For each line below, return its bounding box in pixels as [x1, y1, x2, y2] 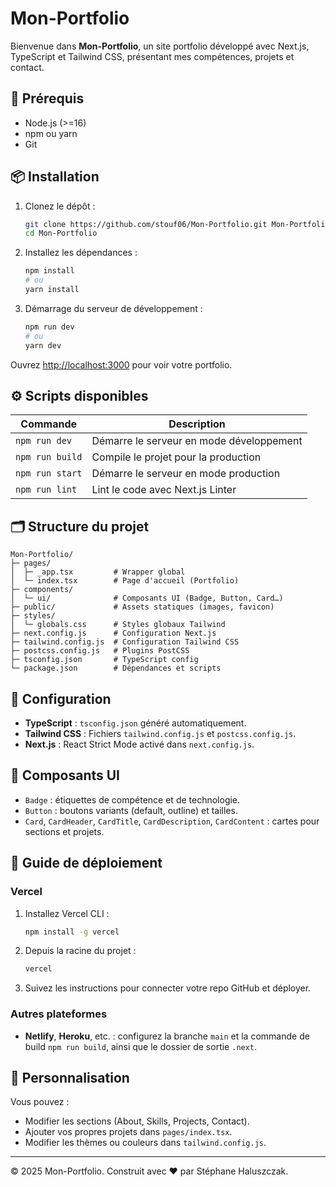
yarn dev [24, 340, 62, 351]
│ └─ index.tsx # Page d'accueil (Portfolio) [10, 576, 240, 586]
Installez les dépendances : [24, 247, 138, 259]
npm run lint [15, 484, 78, 496]
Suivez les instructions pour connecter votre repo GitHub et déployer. [24, 982, 312, 994]
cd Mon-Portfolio [24, 228, 98, 239]
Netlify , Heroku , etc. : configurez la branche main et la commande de [24, 1030, 310, 1042]
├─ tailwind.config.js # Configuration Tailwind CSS [10, 637, 240, 647]
